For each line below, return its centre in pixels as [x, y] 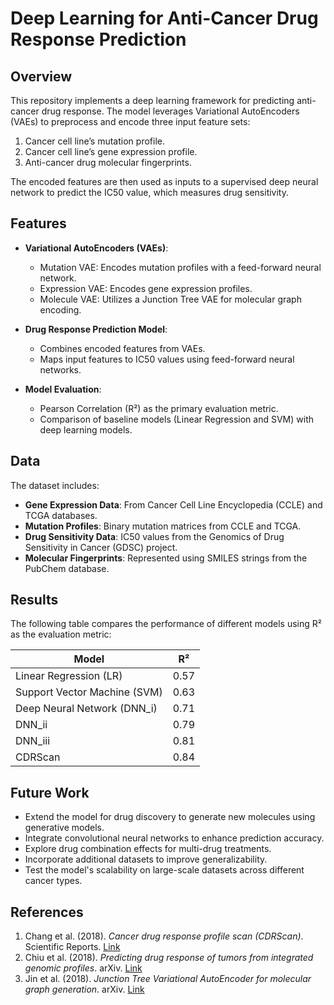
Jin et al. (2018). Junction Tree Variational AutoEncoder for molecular [168, 979]
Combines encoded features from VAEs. [122, 348]
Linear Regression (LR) [69, 676]
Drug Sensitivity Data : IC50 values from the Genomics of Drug [154, 536]
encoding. [60, 309]
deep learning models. [86, 429]
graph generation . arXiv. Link [84, 989]
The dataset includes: [55, 485]
